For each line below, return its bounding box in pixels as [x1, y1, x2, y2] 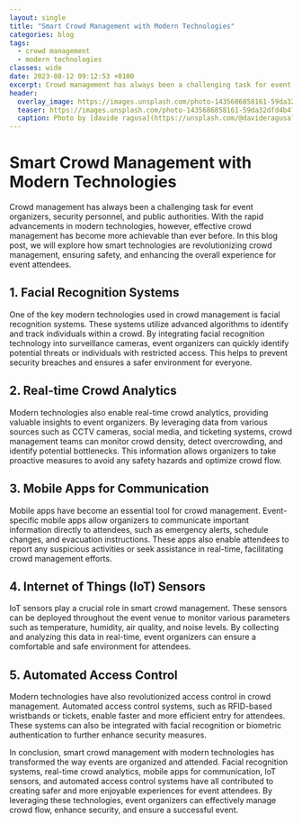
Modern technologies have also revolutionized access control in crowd [9, 691, 271, 702]
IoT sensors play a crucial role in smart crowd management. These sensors [9, 603, 288, 614]
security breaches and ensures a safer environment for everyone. [9, 357, 253, 368]
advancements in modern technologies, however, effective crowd [9, 221, 252, 232]
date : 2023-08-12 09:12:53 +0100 [9, 72, 135, 81]
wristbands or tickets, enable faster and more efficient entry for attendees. [9, 710, 286, 721]
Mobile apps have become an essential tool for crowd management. [9, 505, 261, 516]
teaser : [17, 105, 47, 114]
